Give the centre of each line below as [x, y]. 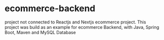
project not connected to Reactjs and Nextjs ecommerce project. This [75, 22]
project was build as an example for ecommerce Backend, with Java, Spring [82, 27]
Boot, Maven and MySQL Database [40, 32]
